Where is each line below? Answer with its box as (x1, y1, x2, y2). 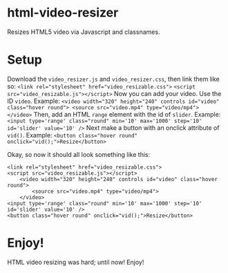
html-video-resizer (7, 5, 119, 21)
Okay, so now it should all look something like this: (7, 150, 151, 158)
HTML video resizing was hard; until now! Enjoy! (7, 258, 144, 266)
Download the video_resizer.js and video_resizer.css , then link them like (7, 75, 220, 83)
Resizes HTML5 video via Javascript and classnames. (7, 28, 160, 36)
